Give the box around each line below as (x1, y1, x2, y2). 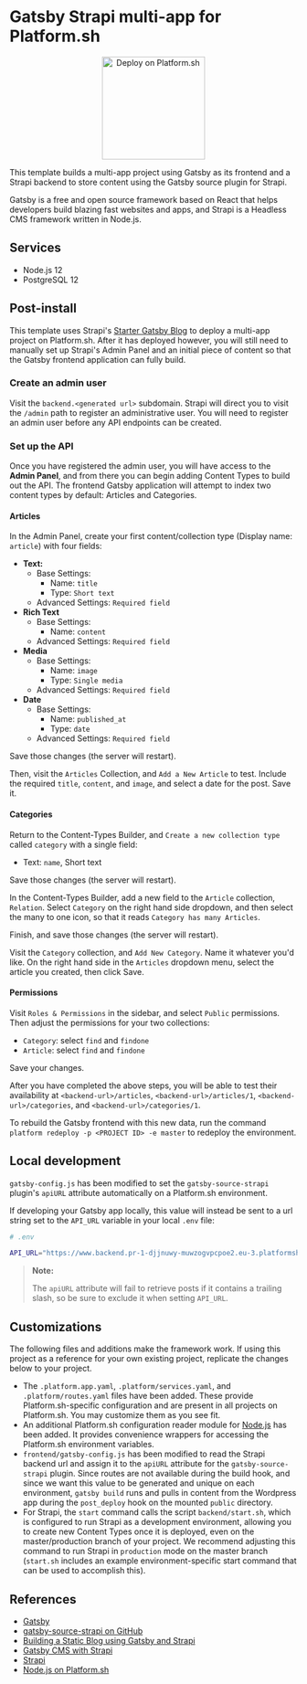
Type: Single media (49, 674, 123, 686)
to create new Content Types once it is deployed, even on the (22, 1526, 255, 1537)
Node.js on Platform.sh (22, 1664, 110, 1675)
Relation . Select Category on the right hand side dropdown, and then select (9, 902, 294, 913)
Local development (9, 1153, 122, 1169)
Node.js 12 (22, 264, 63, 275)
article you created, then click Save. (9, 966, 144, 977)
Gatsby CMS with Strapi (22, 1645, 113, 1656)
